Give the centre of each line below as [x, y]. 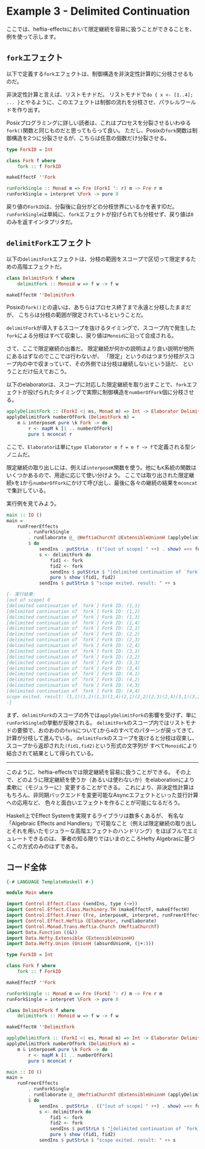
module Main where [30, 893]
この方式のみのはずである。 [46, 846]
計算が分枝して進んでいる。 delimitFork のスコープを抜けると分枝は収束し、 [102, 738]
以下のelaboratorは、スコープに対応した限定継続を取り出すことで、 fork [97, 384]
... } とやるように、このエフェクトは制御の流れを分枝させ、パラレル [93, 102]
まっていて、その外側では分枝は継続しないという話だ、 [113, 364]
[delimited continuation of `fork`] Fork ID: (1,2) [73, 611]
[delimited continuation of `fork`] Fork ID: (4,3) [73, 686]
